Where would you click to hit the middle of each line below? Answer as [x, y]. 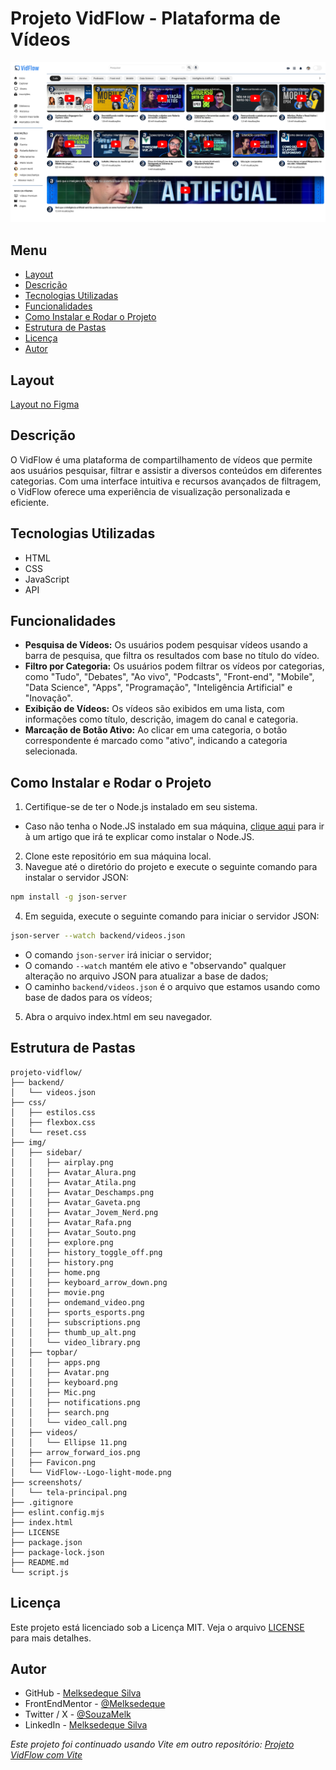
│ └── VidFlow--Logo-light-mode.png [91, 1472]
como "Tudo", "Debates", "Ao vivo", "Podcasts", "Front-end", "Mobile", [169, 677]
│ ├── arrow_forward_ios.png [75, 1452]
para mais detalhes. [51, 1638]
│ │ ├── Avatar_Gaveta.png [75, 1202]
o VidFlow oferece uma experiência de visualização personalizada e [150, 491]
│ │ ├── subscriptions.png [75, 1322]
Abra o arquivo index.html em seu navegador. [118, 1016]
